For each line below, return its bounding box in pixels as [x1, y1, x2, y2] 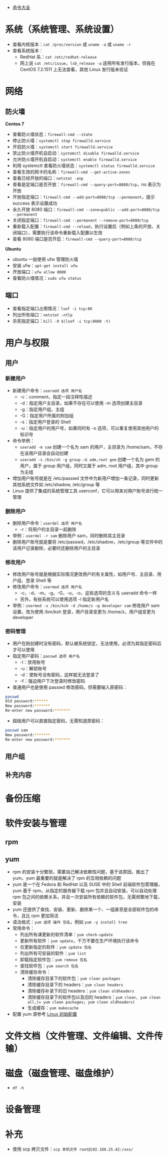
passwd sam [5, 728, 28, 733]
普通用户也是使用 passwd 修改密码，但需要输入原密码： [12, 684, 127, 690]
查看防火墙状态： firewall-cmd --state [12, 131, 92, 137]
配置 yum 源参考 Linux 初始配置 [12, 1011, 77, 1017]
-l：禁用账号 [19, 659, 45, 665]
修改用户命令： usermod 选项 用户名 [12, 584, 82, 590]
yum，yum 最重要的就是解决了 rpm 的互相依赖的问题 [12, 875, 121, 881]
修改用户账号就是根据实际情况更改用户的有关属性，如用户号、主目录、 [12, 571, 157, 577]
